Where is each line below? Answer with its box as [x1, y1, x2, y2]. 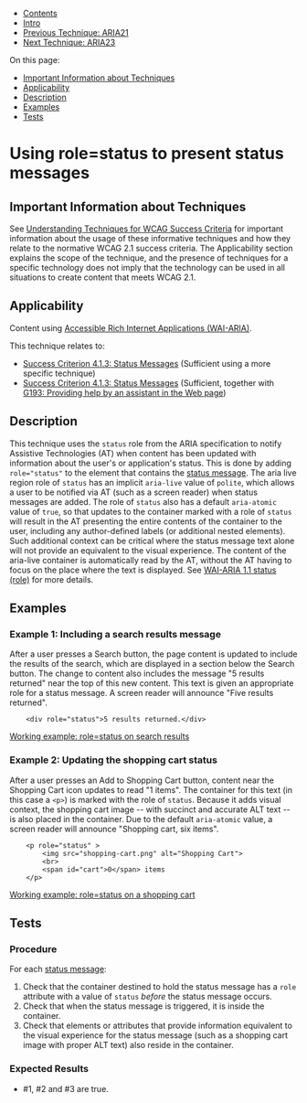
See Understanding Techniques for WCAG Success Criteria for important [9, 223, 284, 234]
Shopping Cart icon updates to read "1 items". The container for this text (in [9, 784, 292, 795]
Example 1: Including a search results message [9, 627, 222, 640]
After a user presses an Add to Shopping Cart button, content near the [9, 775, 274, 786]
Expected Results [9, 1063, 90, 1076]
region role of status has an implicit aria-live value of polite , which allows [9, 477, 295, 487]
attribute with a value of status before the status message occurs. [22, 991, 272, 1002]
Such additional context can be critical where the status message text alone [9, 535, 295, 546]
